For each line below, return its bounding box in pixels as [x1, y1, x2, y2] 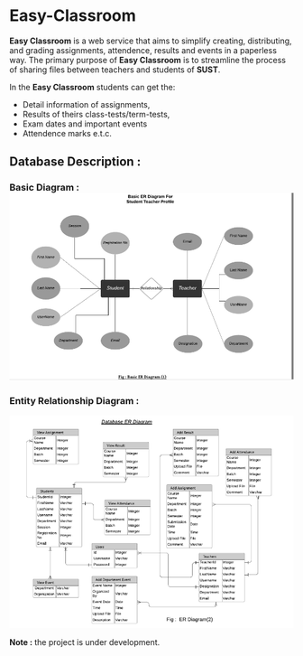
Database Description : [9, 155, 142, 170]
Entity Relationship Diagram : [9, 394, 140, 407]
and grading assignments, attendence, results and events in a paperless [9, 44, 278, 55]
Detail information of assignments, [22, 98, 151, 109]
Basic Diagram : [9, 182, 79, 194]
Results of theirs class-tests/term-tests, [22, 108, 170, 119]
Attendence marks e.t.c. [22, 127, 113, 138]
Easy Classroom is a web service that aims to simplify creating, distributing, [9, 35, 292, 46]
